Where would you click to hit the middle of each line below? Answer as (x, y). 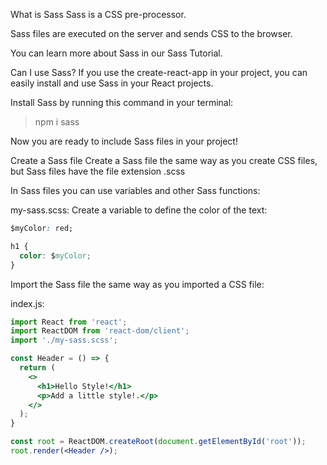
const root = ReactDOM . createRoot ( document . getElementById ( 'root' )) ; (158, 442)
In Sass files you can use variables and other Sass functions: (135, 190)
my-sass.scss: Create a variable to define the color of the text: (139, 210)
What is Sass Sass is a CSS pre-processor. (98, 14)
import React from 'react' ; (69, 322)
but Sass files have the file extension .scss (98, 171)
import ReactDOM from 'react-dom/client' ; (100, 331)
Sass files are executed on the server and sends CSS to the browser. (151, 33)
